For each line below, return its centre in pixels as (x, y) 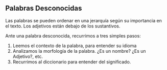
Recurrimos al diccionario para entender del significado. (72, 62)
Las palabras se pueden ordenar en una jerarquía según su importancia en (84, 20)
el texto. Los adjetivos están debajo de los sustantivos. (63, 26)
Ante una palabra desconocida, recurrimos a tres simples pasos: (73, 36)
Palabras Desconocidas (44, 8)
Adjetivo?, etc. (28, 56)
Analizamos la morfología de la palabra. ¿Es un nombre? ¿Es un (79, 51)
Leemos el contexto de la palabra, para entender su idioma (75, 46)
